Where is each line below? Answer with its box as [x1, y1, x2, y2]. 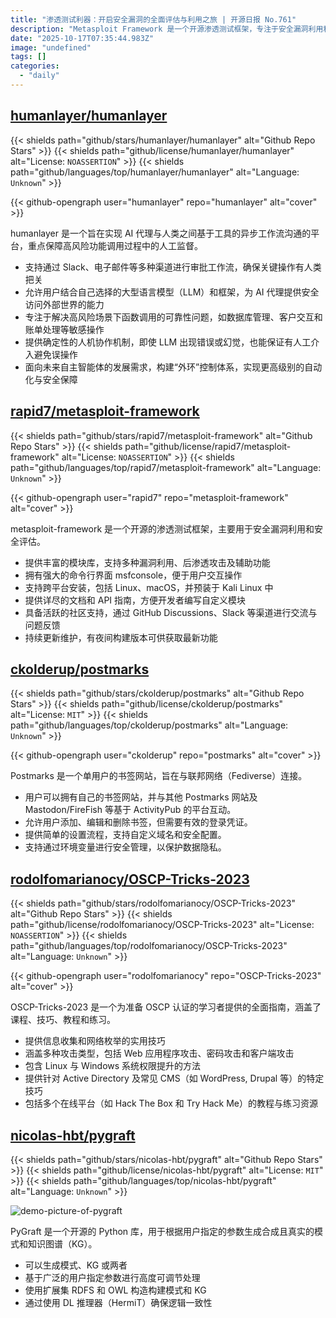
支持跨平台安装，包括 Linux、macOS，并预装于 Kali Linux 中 [24, 581, 274, 593]
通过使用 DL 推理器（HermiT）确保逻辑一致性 [24, 1296, 213, 1308]
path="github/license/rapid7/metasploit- [124, 440, 292, 452]
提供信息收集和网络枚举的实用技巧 [24, 1035, 166, 1047]
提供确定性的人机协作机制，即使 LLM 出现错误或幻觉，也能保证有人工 [24, 336, 312, 348]
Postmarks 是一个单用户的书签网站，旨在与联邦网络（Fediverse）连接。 [10, 770, 308, 782]
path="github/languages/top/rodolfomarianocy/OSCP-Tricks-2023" [10, 940, 288, 952]
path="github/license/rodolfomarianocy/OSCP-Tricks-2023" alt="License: [10, 919, 315, 931]
